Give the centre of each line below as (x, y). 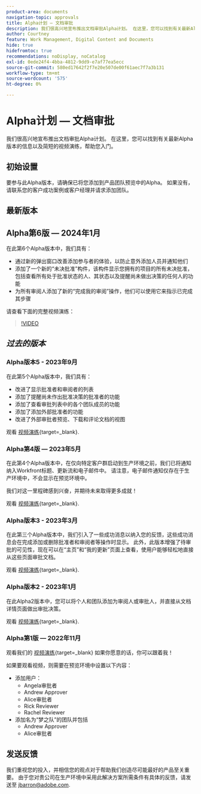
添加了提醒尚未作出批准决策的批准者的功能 (67, 397)
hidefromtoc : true (29, 51)
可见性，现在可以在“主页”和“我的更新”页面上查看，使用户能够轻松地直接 (105, 550)
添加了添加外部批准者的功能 (49, 412)
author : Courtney (28, 34)
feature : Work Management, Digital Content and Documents (80, 40)
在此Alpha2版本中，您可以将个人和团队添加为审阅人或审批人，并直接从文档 (99, 601)
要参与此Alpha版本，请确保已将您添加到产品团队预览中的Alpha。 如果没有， (100, 182)
